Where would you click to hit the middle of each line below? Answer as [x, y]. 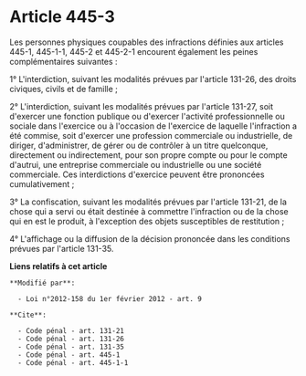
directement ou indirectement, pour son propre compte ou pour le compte [148, 155]
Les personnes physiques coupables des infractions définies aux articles [147, 42]
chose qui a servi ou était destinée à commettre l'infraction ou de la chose [149, 211]
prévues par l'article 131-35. [62, 248]
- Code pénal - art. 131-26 [71, 339]
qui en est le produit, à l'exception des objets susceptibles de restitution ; [147, 221]
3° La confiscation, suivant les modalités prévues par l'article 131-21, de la [148, 202]
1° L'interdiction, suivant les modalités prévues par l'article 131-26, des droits [153, 78]
